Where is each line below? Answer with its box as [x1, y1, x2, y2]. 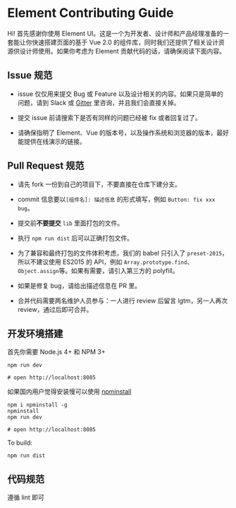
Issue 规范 [7, 69, 53, 82]
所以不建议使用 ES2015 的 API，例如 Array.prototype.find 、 [17, 258, 194, 266]
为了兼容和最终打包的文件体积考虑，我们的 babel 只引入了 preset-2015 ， [17, 248, 229, 257]
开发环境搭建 [7, 327, 63, 339]
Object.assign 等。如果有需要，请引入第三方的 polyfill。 [17, 266, 179, 274]
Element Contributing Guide [7, 5, 174, 21]
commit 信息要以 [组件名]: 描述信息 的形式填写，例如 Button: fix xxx [17, 195, 216, 203]
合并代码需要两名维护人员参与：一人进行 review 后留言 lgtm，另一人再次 [17, 296, 228, 305]
